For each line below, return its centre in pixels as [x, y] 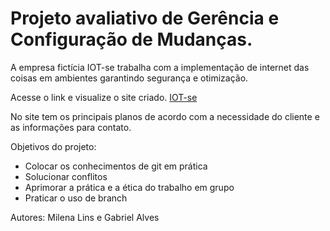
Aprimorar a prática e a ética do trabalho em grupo [129, 187]
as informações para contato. [71, 127]
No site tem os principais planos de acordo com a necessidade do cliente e [165, 116]
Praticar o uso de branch [76, 198]
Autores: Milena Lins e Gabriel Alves [85, 217]
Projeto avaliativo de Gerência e [145, 18]
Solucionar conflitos [66, 176]
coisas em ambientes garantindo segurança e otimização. [129, 78]
